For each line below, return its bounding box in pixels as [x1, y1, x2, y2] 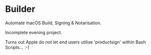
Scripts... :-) [5, 44, 30, 50]
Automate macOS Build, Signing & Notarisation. [5, 20, 101, 26]
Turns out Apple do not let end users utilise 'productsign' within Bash [5, 39, 146, 45]
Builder [5, 3, 36, 15]
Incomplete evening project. [5, 29, 62, 35]
